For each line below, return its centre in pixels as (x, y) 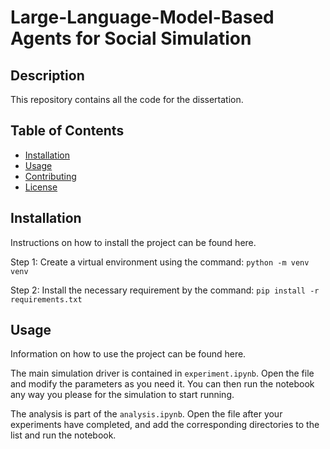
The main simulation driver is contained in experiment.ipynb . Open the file (162, 373)
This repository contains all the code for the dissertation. (127, 99)
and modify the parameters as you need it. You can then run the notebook (162, 384)
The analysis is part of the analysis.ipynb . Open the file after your (146, 414)
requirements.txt (46, 299)
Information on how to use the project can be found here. (128, 354)
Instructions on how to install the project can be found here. (133, 242)
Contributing (50, 176)
